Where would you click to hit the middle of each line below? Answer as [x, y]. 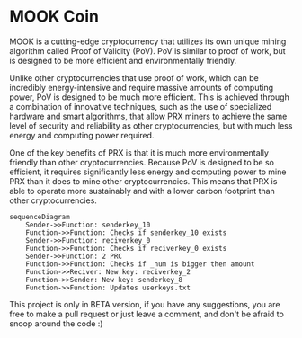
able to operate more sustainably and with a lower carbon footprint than [142, 191]
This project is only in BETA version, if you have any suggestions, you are [145, 304]
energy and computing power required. [82, 135]
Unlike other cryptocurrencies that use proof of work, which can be [134, 77]
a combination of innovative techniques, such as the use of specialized [141, 106]
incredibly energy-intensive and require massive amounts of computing [142, 87]
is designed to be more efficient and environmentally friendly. [123, 60]
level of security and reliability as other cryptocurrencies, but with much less [151, 125]
